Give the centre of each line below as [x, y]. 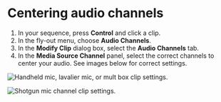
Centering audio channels [86, 13]
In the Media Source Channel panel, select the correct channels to [116, 56]
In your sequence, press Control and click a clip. [89, 33]
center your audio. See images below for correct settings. [102, 63]
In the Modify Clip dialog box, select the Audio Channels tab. [108, 48]
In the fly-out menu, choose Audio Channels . [84, 40]
